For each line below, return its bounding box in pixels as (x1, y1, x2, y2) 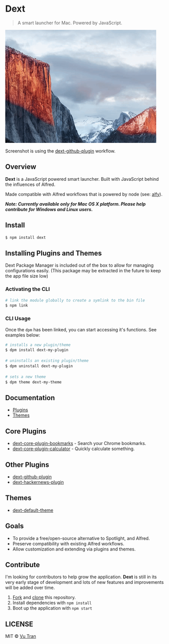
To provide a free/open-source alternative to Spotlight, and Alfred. (12, 535, 150, 541)
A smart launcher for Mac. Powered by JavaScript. (17, 20, 122, 26)
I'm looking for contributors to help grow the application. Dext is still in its (5, 574, 157, 580)
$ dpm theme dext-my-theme (5, 379, 62, 384)
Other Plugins (5, 460, 49, 469)
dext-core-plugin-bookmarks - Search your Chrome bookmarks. (12, 440, 146, 447)
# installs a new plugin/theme (5, 342, 71, 348)
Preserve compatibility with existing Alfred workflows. (12, 540, 125, 547)
